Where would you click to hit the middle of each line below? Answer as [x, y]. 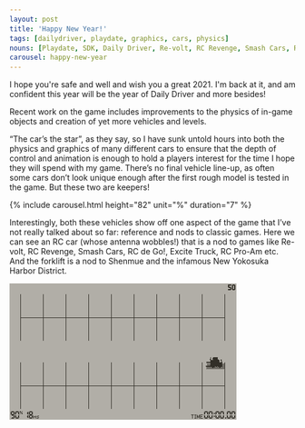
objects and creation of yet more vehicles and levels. [108, 122]
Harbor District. [38, 271]
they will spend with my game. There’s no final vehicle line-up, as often [142, 168]
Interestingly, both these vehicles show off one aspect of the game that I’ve [150, 223]
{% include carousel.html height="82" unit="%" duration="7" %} [131, 205]
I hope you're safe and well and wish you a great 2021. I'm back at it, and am [152, 85]
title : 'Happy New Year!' [58, 29]
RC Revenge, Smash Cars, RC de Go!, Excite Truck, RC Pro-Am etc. [153, 252]
